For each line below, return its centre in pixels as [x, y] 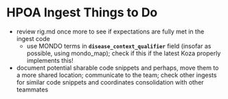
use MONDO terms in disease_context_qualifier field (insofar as [119, 46]
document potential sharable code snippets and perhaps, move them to [117, 68]
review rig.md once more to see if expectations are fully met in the [110, 31]
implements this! [50, 60]
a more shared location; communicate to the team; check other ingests [116, 75]
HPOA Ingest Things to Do [82, 13]
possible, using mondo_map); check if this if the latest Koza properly [124, 53]
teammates [32, 89]
